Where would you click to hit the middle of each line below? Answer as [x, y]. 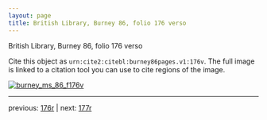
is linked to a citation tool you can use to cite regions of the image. [117, 69]
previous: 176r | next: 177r [50, 107]
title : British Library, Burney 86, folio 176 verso [97, 23]
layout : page [30, 15]
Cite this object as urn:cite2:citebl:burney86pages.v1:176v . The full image [132, 61]
